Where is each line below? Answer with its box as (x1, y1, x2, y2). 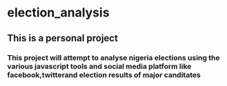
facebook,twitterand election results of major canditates (7, 70, 201, 80)
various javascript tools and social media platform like (7, 61, 192, 71)
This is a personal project (7, 32, 119, 44)
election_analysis (7, 5, 110, 21)
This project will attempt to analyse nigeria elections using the (7, 53, 220, 63)
